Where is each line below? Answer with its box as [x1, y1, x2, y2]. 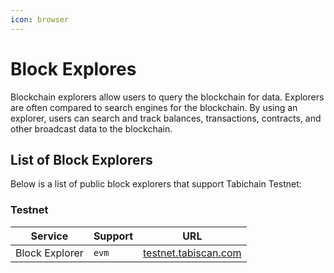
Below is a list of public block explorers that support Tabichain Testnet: [10, 178, 302, 190]
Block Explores [10, 57, 137, 80]
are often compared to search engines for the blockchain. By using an [10, 101, 298, 113]
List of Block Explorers [10, 151, 153, 168]
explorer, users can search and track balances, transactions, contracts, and [10, 112, 322, 124]
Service [30, 229, 69, 243]
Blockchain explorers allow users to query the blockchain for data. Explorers [10, 91, 325, 103]
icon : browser [10, 14, 70, 25]
